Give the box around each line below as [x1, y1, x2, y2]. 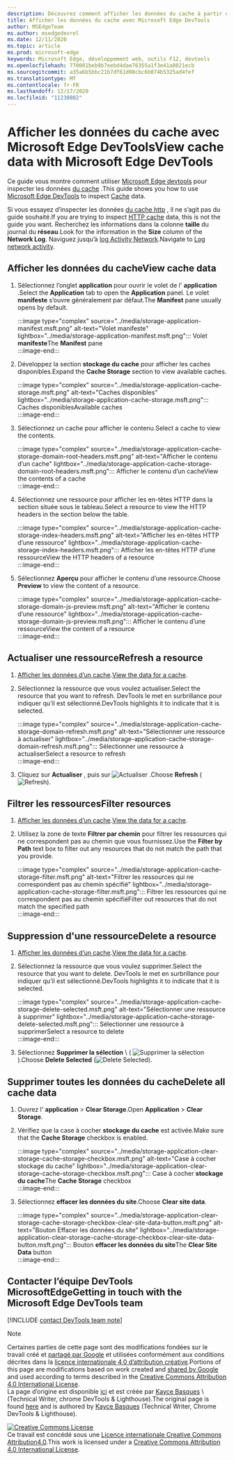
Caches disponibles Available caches [17, 403, 123, 411]
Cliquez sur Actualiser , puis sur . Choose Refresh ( [17, 770, 202, 779]
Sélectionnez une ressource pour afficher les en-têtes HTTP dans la [17, 495, 213, 504]
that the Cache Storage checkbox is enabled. [17, 1133, 148, 1142]
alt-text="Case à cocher [147, 1154, 217, 1163]
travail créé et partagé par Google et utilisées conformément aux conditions [7, 1350, 225, 1358]
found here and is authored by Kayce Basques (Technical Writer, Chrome [7, 1401, 217, 1411]
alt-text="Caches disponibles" [70, 388, 158, 396]
